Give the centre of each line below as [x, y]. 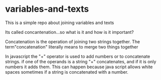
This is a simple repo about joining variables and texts [60, 23]
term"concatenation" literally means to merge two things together [72, 47]
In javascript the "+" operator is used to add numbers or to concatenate [78, 56]
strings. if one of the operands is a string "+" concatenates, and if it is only [81, 61]
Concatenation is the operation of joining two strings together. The [73, 41]
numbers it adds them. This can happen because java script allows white [79, 67]
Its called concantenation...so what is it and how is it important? [69, 32]
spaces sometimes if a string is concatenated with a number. [67, 72]
